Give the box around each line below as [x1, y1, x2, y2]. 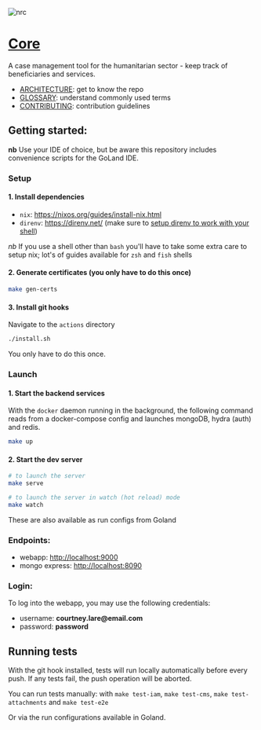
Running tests [8, 644, 78, 658]
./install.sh [8, 335, 51, 343]
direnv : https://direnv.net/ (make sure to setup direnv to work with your [19, 218, 249, 227]
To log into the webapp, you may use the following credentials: [8, 598, 211, 608]
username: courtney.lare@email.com [19, 614, 143, 623]
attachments [8, 699, 47, 707]
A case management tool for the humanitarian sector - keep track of [8, 61, 228, 70]
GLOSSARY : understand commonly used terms [19, 93, 171, 102]
